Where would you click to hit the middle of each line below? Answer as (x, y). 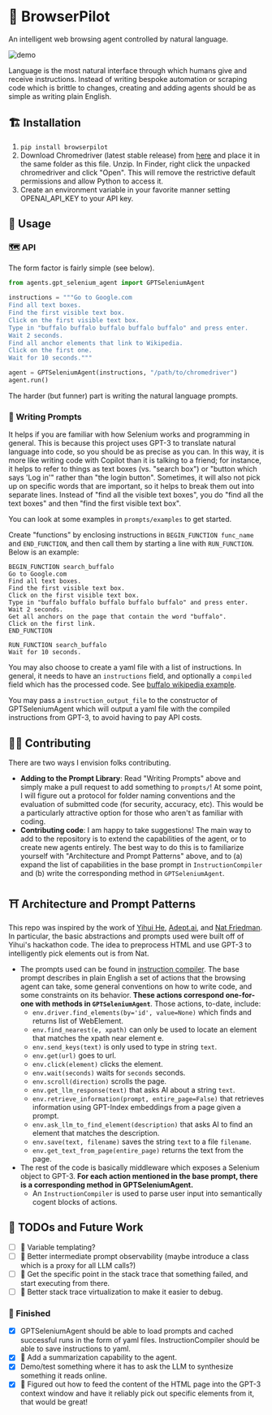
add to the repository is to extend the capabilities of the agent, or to (133, 839)
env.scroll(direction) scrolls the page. (99, 1081)
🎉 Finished (30, 1313)
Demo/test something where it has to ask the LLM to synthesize (127, 1366)
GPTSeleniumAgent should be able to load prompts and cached (127, 1331)
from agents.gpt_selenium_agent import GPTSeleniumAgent (107, 283)
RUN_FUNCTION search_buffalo (58, 645)
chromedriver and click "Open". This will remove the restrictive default (138, 172)
